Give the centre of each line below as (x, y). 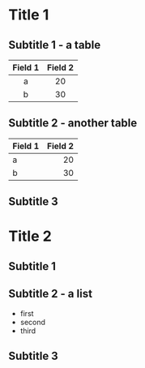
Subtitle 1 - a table (55, 45)
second (33, 322)
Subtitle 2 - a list (51, 294)
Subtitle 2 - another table (73, 123)
